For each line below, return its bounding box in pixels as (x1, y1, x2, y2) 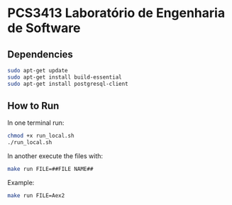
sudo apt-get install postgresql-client (7, 80, 129, 87)
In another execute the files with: (7, 152, 104, 160)
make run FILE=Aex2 (7, 192, 65, 199)
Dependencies (7, 48, 73, 60)
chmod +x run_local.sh (7, 133, 74, 140)
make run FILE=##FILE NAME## (7, 165, 94, 173)
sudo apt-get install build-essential (7, 73, 122, 81)
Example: (7, 179, 35, 187)
